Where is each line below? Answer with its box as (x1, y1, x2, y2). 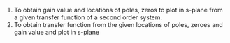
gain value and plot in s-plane (13, 28, 100, 36)
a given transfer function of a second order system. (13, 13, 163, 21)
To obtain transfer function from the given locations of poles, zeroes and (13, 21, 224, 28)
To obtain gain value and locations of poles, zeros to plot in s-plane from (13, 6, 224, 14)
